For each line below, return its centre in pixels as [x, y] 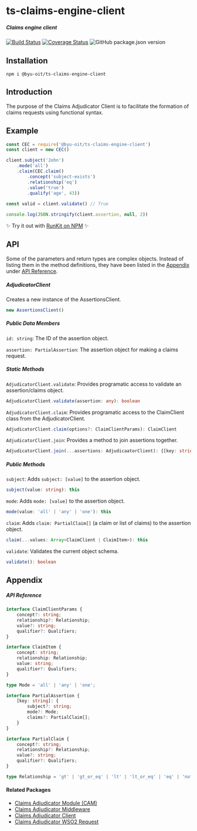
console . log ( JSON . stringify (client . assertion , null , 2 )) [77, 215]
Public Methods [26, 464]
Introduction [29, 92]
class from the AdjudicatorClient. [46, 418]
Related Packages [28, 790]
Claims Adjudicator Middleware [52, 809]
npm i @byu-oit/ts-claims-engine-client [56, 74]
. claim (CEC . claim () [40, 171]
